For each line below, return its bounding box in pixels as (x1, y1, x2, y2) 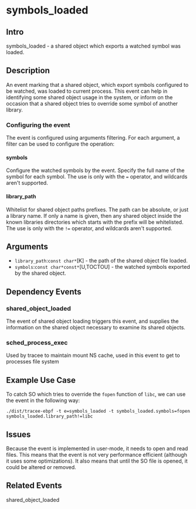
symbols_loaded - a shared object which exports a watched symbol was (6, 42, 181, 49)
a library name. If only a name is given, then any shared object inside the (6, 212, 182, 219)
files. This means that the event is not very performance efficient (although (6, 451, 188, 458)
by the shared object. (14, 269, 66, 277)
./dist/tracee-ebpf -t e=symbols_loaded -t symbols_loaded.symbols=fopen (6, 409, 191, 414)
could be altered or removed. (6, 463, 76, 470)
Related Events (6, 481, 62, 491)
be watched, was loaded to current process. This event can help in (6, 87, 168, 95)
